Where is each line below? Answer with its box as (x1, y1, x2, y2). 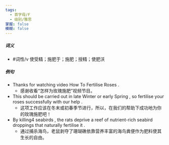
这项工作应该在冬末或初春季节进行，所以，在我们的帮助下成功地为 (20, 105, 157, 111)
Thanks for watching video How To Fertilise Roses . (12, 82, 120, 88)
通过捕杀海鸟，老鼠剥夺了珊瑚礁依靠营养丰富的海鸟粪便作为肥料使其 (20, 128, 162, 134)
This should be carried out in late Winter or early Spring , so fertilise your (12, 93, 164, 100)
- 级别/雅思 (10, 17, 32, 22)
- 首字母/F (10, 12, 30, 17)
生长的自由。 (20, 134, 47, 140)
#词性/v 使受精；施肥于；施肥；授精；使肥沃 (12, 56, 105, 62)
